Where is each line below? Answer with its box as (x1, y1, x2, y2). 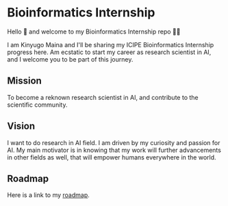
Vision (7, 120, 36, 132)
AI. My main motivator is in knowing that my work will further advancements (7, 146, 221, 154)
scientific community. (7, 101, 68, 109)
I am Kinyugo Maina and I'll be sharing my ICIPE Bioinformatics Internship (7, 40, 214, 49)
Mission (7, 75, 42, 87)
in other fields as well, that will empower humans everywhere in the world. (7, 153, 217, 162)
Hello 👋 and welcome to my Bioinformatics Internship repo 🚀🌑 (7, 27, 181, 36)
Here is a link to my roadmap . (7, 191, 90, 199)
